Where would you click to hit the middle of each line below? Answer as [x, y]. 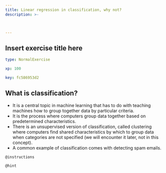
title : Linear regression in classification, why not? [63, 10]
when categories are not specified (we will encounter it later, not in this [85, 137]
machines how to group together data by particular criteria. [73, 110]
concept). [22, 142]
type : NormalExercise [28, 60]
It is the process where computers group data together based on [79, 116]
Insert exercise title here [44, 48]
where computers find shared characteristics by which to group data [83, 132]
